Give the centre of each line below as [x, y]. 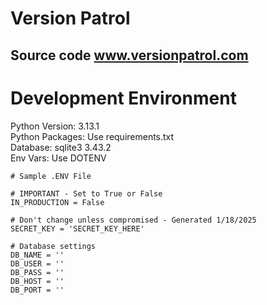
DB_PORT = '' [37, 290]
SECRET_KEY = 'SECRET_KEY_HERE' [77, 228]
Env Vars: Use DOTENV [58, 158]
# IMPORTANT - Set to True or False [86, 193]
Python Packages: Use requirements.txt [92, 136]
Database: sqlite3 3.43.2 [61, 147]
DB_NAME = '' [37, 255]
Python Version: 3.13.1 [55, 126]
